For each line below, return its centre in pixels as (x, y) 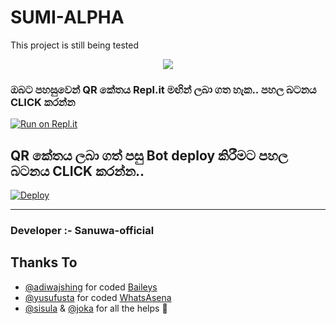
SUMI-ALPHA (67, 17)
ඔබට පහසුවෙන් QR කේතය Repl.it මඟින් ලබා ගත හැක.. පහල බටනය (163, 89)
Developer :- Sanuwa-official (82, 230)
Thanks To (44, 262)
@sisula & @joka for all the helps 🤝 (96, 308)
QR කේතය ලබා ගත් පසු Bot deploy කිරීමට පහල (149, 155)
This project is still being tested (74, 45)
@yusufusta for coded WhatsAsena (98, 297)
